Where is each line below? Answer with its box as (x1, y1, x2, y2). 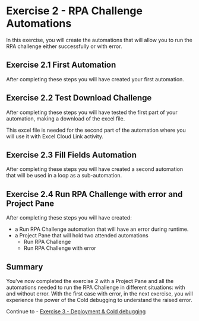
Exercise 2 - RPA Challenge (6, 4, 143, 18)
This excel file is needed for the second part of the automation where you (6, 126, 186, 134)
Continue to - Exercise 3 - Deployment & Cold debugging (6, 308, 146, 315)
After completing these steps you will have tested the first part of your (6, 109, 178, 116)
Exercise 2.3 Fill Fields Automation (6, 150, 137, 160)
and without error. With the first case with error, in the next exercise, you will (6, 290, 193, 297)
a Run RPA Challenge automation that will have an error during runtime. (14, 225, 189, 233)
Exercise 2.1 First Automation (6, 60, 116, 70)
